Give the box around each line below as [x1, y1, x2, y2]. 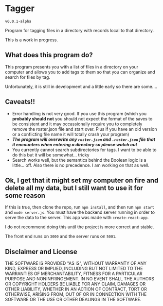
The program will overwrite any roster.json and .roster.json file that [12, 136, 156, 142]
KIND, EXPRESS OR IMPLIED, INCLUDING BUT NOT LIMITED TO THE [5, 266, 143, 272]
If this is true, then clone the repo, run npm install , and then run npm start [5, 204, 155, 210]
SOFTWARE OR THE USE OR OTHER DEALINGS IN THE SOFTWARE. [5, 297, 142, 303]
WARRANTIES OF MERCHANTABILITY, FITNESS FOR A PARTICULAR [5, 271, 143, 277]
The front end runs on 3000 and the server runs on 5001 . [5, 234, 117, 239]
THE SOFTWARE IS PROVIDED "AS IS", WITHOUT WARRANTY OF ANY [5, 260, 147, 266]
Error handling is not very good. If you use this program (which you [12, 110, 147, 117]
